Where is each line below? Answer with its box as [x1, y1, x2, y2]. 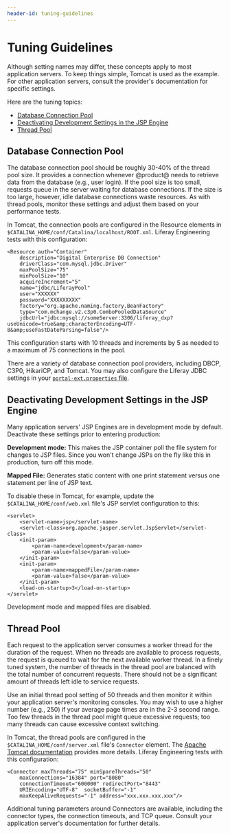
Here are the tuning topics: [7, 98, 83, 106]
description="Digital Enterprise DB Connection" [19, 255, 161, 262]
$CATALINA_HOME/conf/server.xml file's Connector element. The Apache [7, 741, 207, 749]
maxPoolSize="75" [19, 267, 69, 273]
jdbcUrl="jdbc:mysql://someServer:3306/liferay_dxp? [19, 315, 174, 322]
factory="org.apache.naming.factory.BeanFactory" [19, 303, 165, 310]
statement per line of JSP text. [7, 479, 93, 487]
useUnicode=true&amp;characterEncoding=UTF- [7, 321, 137, 328]
